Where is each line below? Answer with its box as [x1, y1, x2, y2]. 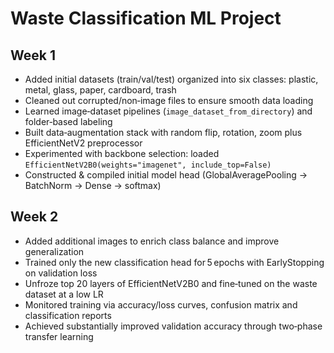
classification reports [24, 309, 112, 321]
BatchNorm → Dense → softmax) [24, 180, 162, 191]
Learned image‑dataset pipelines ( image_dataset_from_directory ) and [24, 105, 313, 117]
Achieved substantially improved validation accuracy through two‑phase [24, 320, 323, 332]
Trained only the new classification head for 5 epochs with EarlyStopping [24, 256, 325, 268]
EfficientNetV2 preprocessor [24, 137, 143, 149]
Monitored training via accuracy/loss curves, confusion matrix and [24, 298, 298, 311]
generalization [24, 245, 85, 257]
